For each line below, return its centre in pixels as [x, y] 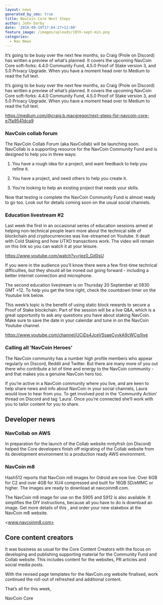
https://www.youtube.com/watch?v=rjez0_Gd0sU [54, 256]
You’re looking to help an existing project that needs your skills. [75, 188]
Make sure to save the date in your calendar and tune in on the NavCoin [77, 320]
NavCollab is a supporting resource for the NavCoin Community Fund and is [81, 149]
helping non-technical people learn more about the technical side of [73, 231]
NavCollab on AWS [28, 433]
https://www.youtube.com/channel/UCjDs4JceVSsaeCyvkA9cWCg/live [77, 335]
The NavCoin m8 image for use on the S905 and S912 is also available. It [78, 497]
